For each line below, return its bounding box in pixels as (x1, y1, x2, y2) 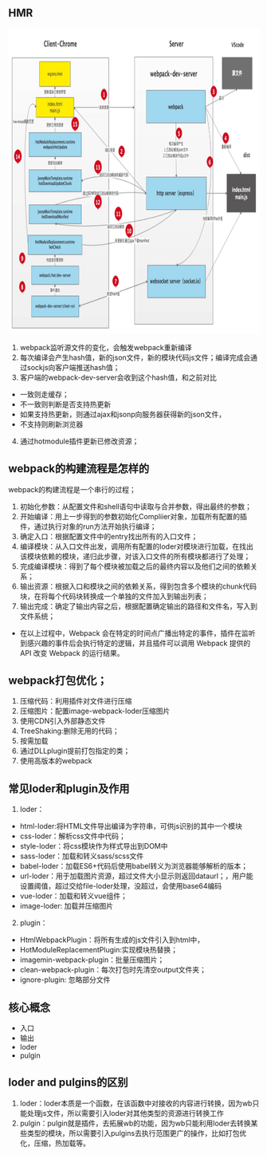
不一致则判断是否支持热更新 (19, 399, 112, 409)
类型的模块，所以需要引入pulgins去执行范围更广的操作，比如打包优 (26, 1128, 247, 1137)
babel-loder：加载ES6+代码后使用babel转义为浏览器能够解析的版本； (19, 861, 249, 871)
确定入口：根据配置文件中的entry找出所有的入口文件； (19, 531, 198, 541)
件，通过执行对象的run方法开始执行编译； (19, 522, 157, 531)
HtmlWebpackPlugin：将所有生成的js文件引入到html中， (19, 935, 205, 944)
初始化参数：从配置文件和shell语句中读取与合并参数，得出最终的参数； (19, 502, 253, 511)
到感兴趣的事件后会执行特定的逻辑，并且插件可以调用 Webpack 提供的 (19, 638, 251, 648)
